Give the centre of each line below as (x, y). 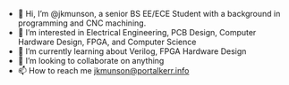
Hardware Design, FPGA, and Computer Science (107, 42)
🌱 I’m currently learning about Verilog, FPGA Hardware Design (132, 51)
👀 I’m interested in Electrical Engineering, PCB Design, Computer (137, 32)
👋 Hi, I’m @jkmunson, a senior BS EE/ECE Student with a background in (149, 14)
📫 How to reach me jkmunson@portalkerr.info (103, 70)
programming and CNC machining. (82, 23)
